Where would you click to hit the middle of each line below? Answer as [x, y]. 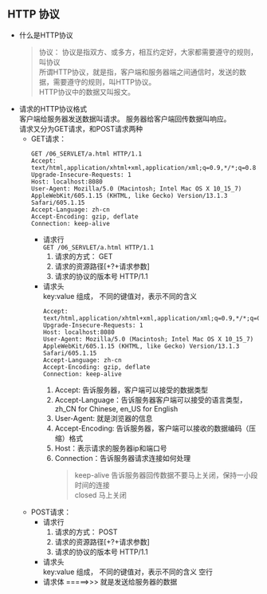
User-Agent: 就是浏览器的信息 [104, 418]
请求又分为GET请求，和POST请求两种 [81, 128]
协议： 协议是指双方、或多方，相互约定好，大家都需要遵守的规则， [148, 52]
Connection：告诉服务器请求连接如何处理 [123, 458]
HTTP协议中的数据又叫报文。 [87, 92]
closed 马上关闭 [100, 495]
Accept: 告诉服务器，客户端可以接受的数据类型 [132, 390]
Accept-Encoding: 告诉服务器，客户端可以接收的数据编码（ [152, 428]
